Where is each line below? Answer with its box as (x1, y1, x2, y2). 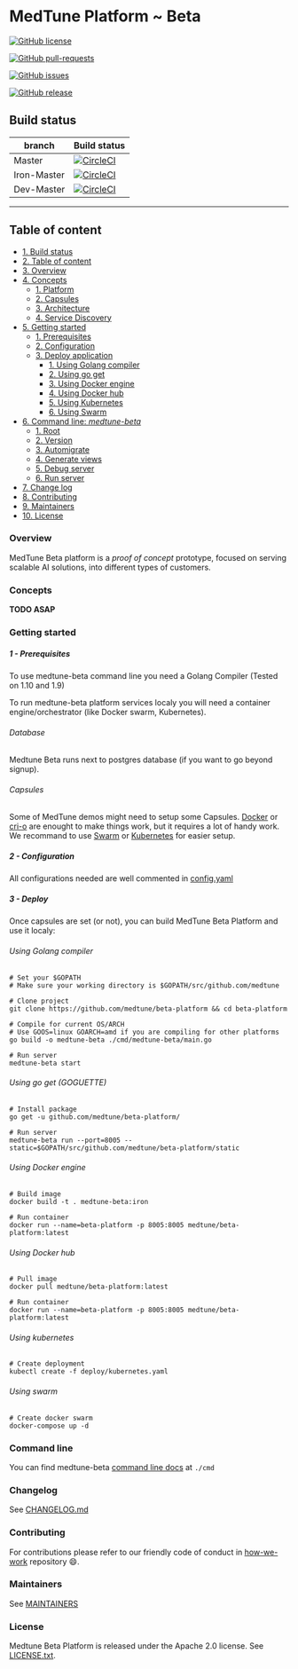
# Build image (9, 1190, 62, 1199)
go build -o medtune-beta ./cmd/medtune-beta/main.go (9, 1035, 213, 1044)
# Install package (9, 1105, 77, 1114)
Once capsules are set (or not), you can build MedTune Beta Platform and (9, 916, 278, 926)
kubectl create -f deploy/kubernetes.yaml (9, 1367, 169, 1376)
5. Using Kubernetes (48, 397, 124, 407)
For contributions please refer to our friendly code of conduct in (9, 1547, 243, 1557)
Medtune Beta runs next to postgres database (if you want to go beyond (9, 754, 273, 765)
